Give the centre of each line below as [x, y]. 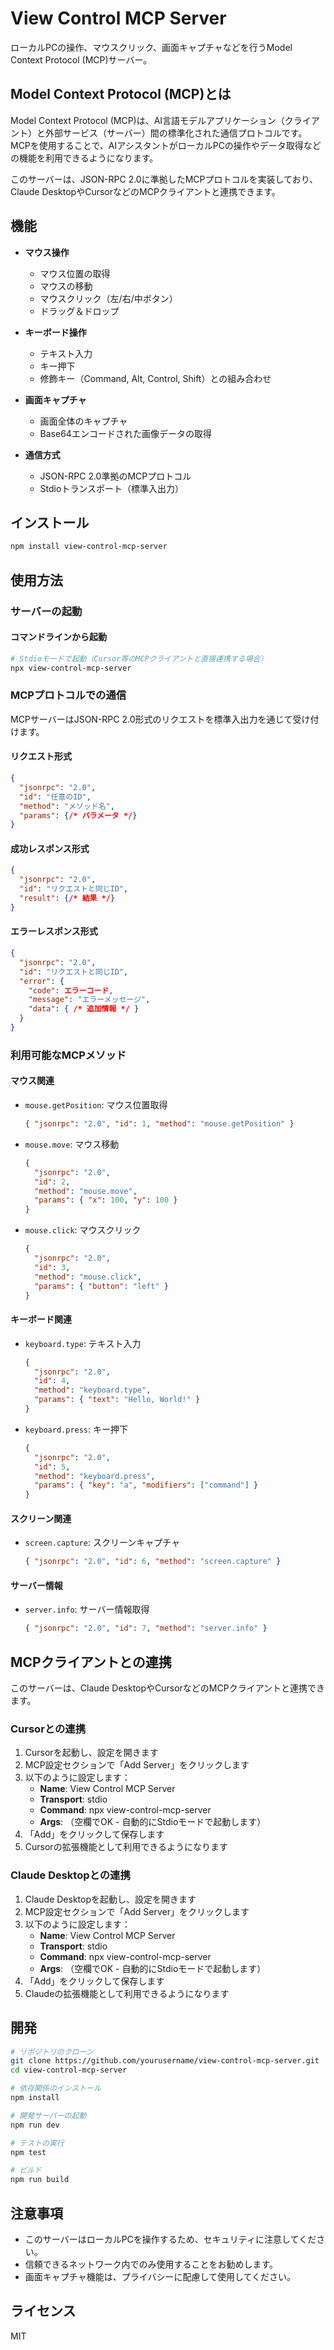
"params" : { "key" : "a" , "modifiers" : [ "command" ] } [146, 1485]
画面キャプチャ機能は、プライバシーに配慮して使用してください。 [160, 2276]
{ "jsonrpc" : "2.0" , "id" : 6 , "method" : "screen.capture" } [153, 1562]
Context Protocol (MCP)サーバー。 [81, 59]
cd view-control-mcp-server [69, 2070]
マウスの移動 [66, 286]
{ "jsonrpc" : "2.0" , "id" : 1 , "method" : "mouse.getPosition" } [159, 1124]
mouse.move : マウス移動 [72, 1144]
